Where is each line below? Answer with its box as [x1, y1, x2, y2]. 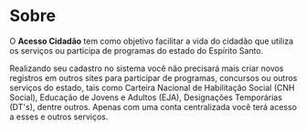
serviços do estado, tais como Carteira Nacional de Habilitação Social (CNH [9, 82, 295, 93]
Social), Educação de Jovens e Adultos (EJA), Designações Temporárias [9, 92, 283, 103]
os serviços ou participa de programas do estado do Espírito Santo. [9, 45, 264, 55]
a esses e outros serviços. [9, 111, 109, 122]
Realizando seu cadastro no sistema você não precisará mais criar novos [9, 63, 285, 74]
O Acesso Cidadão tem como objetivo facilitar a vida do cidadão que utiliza [9, 35, 294, 46]
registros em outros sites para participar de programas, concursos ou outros [9, 72, 298, 83]
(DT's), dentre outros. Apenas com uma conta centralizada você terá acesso [9, 101, 298, 112]
